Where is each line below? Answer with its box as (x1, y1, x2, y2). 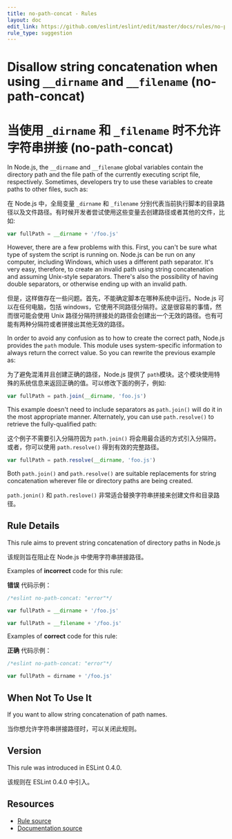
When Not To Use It (7, 692, 92, 703)
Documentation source (17, 824, 83, 832)
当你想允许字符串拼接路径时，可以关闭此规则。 (7, 725, 140, 732)
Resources (7, 798, 55, 810)
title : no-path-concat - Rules (7, 10, 97, 17)
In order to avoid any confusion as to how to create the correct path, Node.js (7, 334, 225, 343)
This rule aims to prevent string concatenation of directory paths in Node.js (7, 538, 221, 547)
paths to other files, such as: (7, 185, 88, 194)
